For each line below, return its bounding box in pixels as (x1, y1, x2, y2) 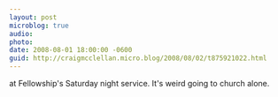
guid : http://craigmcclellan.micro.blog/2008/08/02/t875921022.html (9, 54, 267, 63)
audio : (9, 29, 34, 38)
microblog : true (9, 21, 69, 30)
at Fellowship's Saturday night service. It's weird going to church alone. (9, 78, 270, 88)
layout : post (9, 12, 58, 22)
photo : (9, 37, 34, 47)
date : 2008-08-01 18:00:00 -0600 (9, 46, 133, 55)
